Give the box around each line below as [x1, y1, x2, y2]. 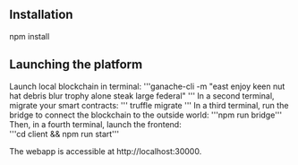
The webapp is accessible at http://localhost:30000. [9, 145, 202, 156]
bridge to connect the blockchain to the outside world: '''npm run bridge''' [9, 109, 283, 120]
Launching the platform [9, 57, 143, 73]
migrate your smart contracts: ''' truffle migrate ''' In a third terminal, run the [9, 100, 289, 110]
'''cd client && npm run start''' [9, 128, 119, 139]
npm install [9, 30, 50, 41]
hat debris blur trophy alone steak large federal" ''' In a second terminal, [9, 90, 275, 101]
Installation [9, 7, 73, 22]
